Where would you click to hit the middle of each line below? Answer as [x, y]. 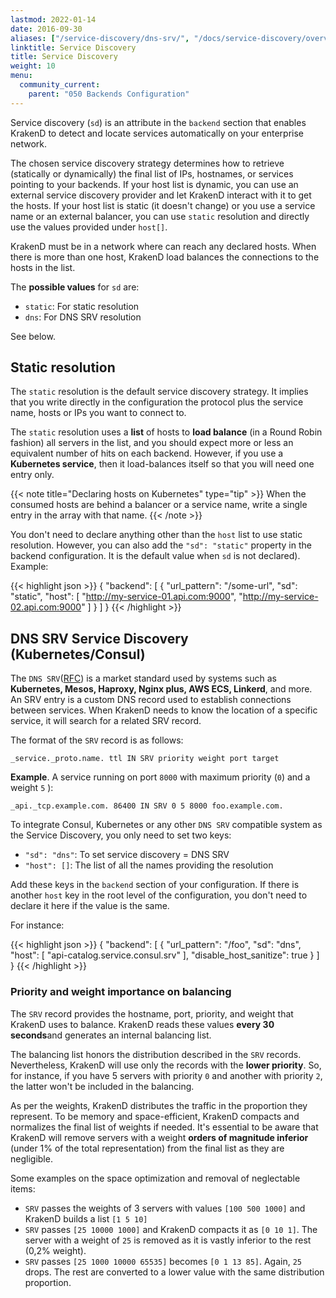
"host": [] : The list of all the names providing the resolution [149, 865]
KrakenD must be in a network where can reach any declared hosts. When [163, 246]
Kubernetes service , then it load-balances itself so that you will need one [162, 464]
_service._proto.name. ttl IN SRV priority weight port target [145, 759]
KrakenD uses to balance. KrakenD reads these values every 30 [142, 1024]
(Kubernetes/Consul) [78, 654]
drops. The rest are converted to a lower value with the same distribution [174, 1272]
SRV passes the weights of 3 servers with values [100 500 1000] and [165, 1208]
